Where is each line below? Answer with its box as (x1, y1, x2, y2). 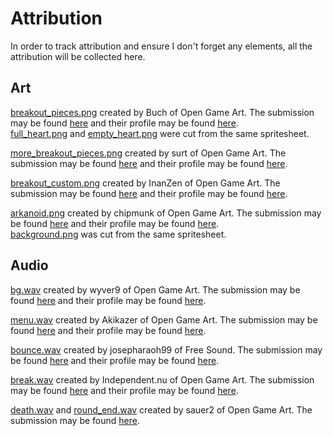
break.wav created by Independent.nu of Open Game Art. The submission (10, 373, 315, 386)
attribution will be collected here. (10, 50, 146, 62)
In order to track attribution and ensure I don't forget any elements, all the (10, 40, 313, 52)
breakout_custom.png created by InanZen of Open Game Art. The (10, 177, 281, 189)
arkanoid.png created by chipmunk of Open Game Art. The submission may (10, 207, 322, 219)
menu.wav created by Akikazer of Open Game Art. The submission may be (10, 313, 318, 326)
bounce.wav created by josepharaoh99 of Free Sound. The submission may (10, 343, 323, 356)
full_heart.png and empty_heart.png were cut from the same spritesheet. (10, 127, 310, 139)
